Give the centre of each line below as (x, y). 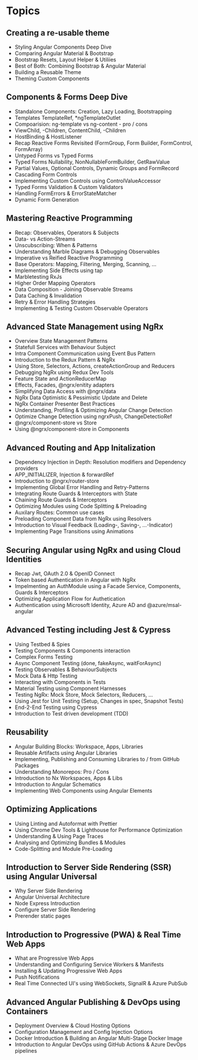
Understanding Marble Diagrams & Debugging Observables (87, 251)
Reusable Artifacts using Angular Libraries (66, 753)
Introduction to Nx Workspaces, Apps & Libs (69, 778)
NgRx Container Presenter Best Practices (65, 404)
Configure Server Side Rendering (55, 910)
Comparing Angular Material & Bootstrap (64, 53)
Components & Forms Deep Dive (67, 97)
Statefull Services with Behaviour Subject (65, 347)
